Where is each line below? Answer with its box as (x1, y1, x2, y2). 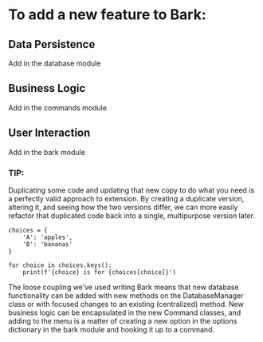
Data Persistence (8, 38, 96, 51)
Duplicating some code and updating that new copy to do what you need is (8, 185, 255, 195)
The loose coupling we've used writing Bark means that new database (8, 282, 239, 292)
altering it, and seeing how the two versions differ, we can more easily (8, 202, 238, 212)
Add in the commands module (8, 102, 108, 113)
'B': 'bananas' (22, 240, 73, 249)
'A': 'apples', (22, 233, 73, 241)
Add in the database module (8, 58, 101, 68)
